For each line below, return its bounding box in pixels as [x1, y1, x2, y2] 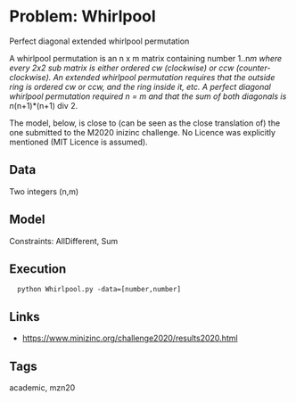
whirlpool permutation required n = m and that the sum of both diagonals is [9, 91, 287, 102]
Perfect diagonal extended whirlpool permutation [9, 36, 190, 46]
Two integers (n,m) [9, 185, 79, 197]
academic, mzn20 [9, 382, 76, 393]
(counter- [235, 62, 271, 73]
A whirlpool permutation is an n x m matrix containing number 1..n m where [9, 53, 283, 63]
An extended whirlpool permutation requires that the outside [53, 71, 275, 82]
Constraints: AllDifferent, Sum [9, 235, 119, 246]
